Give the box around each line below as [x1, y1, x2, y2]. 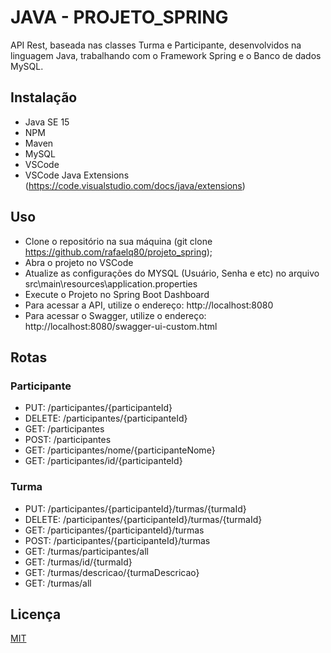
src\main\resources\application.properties [24, 277, 198, 290]
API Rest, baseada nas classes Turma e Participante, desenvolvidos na [10, 39, 302, 51]
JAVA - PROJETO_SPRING [10, 6, 229, 29]
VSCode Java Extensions [24, 169, 130, 181]
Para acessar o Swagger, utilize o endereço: [24, 309, 207, 321]
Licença [10, 606, 62, 623]
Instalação [10, 89, 78, 106]
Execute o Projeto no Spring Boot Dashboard [24, 288, 210, 300]
